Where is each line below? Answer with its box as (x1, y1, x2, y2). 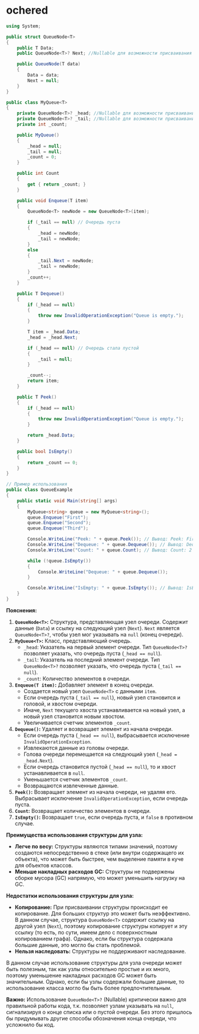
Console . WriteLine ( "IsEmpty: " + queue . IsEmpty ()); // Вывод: (27, 585, 184, 591)
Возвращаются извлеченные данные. (23, 782, 119, 789)
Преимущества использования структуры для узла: (6, 831, 143, 838)
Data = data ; (27, 72, 60, 78)
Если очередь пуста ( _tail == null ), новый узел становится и (23, 694, 181, 701)
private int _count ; (17, 122, 68, 127)
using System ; (6, 23, 41, 29)
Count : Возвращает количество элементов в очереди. (14, 807, 151, 814)
